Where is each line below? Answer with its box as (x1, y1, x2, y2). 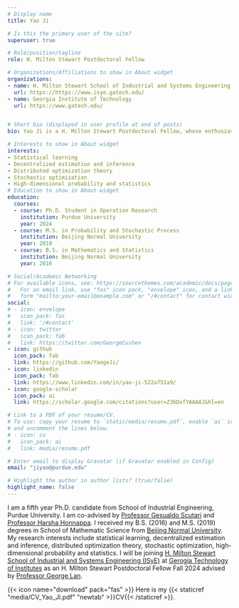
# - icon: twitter (7, 326, 62, 333)
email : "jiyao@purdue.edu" (7, 464, 87, 471)
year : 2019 (20, 240, 53, 247)
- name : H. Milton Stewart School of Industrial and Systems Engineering (7, 82, 231, 89)
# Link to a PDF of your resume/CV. (7, 411, 116, 419)
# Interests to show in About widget (7, 140, 119, 148)
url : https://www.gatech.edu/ (14, 102, 103, 109)
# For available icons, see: (7, 279, 94, 287)
